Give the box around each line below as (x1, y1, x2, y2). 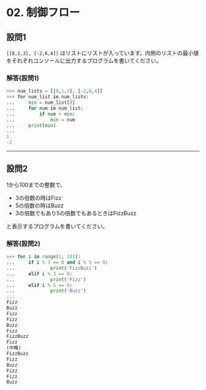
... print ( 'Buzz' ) (6, 288, 86, 294)
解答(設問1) (6, 74, 39, 82)
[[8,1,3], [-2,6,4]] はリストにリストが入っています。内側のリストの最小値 (6, 50, 199, 56)
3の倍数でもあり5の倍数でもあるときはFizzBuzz (15, 209, 137, 216)
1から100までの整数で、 (6, 181, 66, 188)
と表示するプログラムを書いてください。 (6, 222, 109, 230)
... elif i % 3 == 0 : (6, 270, 72, 277)
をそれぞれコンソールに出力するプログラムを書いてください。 (6, 57, 162, 64)
